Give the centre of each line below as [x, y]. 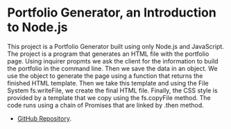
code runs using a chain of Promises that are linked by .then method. [106, 105]
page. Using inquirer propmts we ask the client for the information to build [113, 61]
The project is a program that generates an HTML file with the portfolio [108, 54]
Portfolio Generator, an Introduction [112, 13]
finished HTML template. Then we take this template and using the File [108, 83]
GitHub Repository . [44, 118]
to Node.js [37, 27]
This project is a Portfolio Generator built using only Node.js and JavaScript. [115, 46]
